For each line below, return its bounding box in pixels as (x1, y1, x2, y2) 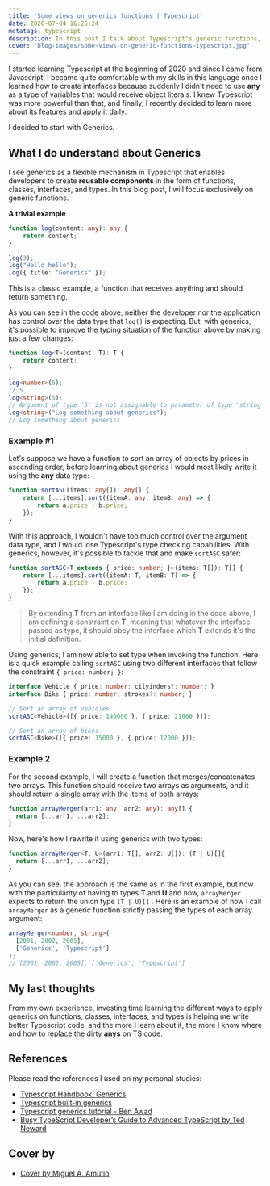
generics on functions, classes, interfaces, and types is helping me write (8, 1012, 250, 1021)
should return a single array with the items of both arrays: (8, 789, 200, 798)
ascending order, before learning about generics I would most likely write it (8, 462, 257, 472)
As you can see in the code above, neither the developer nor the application (8, 308, 260, 317)
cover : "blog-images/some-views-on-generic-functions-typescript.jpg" (8, 42, 251, 50)
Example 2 (8, 753, 51, 765)
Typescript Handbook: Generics (19, 1089, 127, 1099)
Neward (19, 1123, 47, 1133)
